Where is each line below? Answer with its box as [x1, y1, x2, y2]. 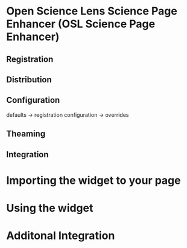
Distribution [6, 74, 52, 85]
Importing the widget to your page [6, 174, 181, 187]
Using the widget [6, 201, 93, 215]
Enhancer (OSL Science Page [6, 17, 156, 31]
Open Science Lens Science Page [6, 4, 178, 18]
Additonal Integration [6, 229, 115, 243]
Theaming [6, 129, 46, 139]
